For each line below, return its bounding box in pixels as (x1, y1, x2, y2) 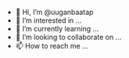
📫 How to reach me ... (15, 42, 88, 50)
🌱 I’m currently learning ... (15, 24, 99, 33)
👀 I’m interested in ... (15, 16, 82, 25)
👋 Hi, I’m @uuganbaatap (15, 8, 94, 16)
